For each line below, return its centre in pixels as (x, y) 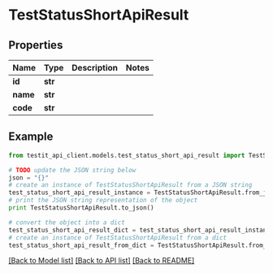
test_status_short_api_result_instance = (80, 193)
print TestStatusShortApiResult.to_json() (81, 208)
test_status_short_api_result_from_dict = (81, 245)
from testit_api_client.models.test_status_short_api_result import (127, 155)
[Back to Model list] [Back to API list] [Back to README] (102, 261)
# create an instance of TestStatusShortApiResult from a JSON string (130, 185)
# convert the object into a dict (67, 222)
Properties (36, 45)
